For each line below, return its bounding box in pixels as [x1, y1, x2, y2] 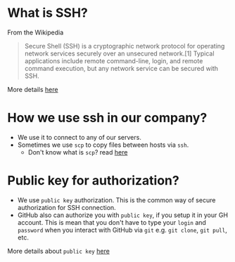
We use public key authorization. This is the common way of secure [17, 195, 216, 204]
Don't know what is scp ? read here [27, 148, 128, 156]
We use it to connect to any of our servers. [17, 133, 142, 141]
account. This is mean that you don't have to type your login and [17, 218, 206, 226]
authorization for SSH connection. [17, 203, 116, 211]
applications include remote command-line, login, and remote [24, 56, 203, 65]
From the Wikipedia [7, 28, 64, 37]
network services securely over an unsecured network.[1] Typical [24, 49, 215, 58]
